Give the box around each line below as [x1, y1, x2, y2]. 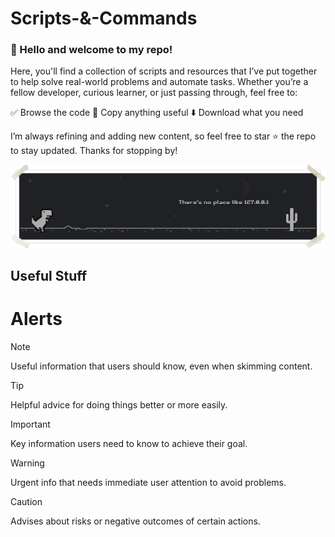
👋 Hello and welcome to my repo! [10, 43, 173, 57]
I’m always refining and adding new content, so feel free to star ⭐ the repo [10, 130, 317, 142]
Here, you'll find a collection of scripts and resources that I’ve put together [10, 65, 318, 77]
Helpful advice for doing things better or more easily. [10, 399, 228, 411]
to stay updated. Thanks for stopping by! [10, 145, 178, 157]
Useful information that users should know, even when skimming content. [10, 360, 313, 372]
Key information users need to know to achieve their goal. [10, 438, 248, 450]
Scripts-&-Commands [10, 7, 198, 30]
